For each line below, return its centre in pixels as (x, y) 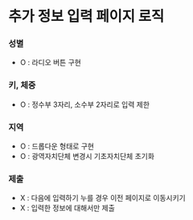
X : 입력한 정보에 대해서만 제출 (67, 208)
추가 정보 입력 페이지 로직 (86, 16)
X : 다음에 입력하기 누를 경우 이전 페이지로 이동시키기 (103, 198)
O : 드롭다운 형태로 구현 (57, 146)
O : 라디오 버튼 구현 (51, 63)
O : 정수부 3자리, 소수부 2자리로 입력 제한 (85, 104)
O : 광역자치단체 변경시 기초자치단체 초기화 (87, 157)
